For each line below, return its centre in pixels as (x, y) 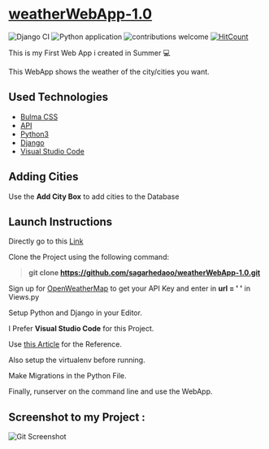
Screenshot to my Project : (77, 417)
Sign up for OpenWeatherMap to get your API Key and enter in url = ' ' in (129, 288)
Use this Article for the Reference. (65, 344)
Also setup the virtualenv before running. (77, 360)
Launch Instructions (61, 221)
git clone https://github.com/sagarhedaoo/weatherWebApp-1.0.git (144, 273)
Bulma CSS (39, 117)
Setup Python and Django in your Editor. (75, 313)
